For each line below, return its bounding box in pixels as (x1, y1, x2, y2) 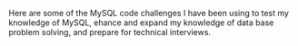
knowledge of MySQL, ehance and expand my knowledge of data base (8, 17, 274, 28)
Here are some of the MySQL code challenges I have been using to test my (8, 8, 290, 18)
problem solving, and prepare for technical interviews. (8, 27, 211, 37)
